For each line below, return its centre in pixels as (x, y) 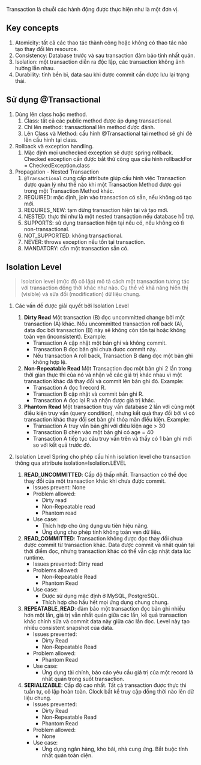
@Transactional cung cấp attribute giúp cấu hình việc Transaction (105, 178)
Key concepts (32, 28)
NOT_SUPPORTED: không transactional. (73, 235)
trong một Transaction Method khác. (69, 191)
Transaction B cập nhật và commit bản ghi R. (88, 394)
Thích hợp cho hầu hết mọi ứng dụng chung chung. (105, 602)
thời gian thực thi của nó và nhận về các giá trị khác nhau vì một (103, 375)
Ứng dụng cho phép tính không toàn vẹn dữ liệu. (102, 532)
